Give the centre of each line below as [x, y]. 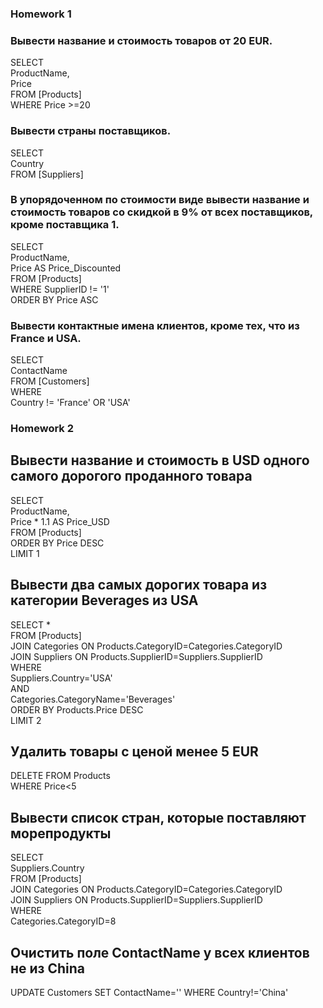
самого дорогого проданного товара [131, 476]
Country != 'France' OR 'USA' [70, 403]
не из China [48, 968]
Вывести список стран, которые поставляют [158, 817]
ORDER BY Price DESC [57, 543]
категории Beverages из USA [104, 600]
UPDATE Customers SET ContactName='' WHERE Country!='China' [149, 993]
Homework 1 [41, 14]
